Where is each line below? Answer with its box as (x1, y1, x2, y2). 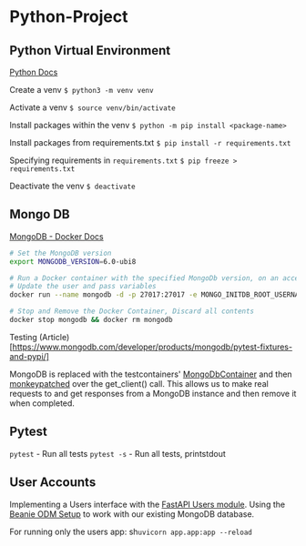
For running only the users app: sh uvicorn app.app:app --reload (9, 526, 253, 537)
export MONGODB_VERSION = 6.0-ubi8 (9, 257, 137, 266)
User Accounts (9, 475, 97, 490)
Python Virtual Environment (9, 43, 171, 58)
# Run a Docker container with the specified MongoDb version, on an (9, 273, 280, 283)
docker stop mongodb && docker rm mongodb (9, 316, 173, 325)
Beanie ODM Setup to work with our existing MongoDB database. (9, 508, 255, 520)
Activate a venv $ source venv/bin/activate (9, 102, 176, 113)
